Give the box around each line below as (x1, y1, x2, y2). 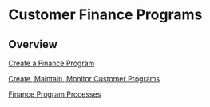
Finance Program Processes (8, 89, 101, 99)
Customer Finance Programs (8, 6, 203, 24)
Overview (8, 38, 58, 51)
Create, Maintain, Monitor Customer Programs (8, 74, 160, 83)
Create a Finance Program (8, 58, 95, 68)
